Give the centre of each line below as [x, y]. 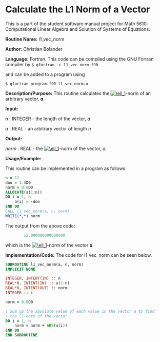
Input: [12, 108]
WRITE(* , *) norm [23, 216]
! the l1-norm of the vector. [38, 316]
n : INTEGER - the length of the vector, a [48, 119]
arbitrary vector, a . [25, 99]
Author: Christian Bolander [34, 49]
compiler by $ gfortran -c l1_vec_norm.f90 [52, 64]
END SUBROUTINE [22, 335]
